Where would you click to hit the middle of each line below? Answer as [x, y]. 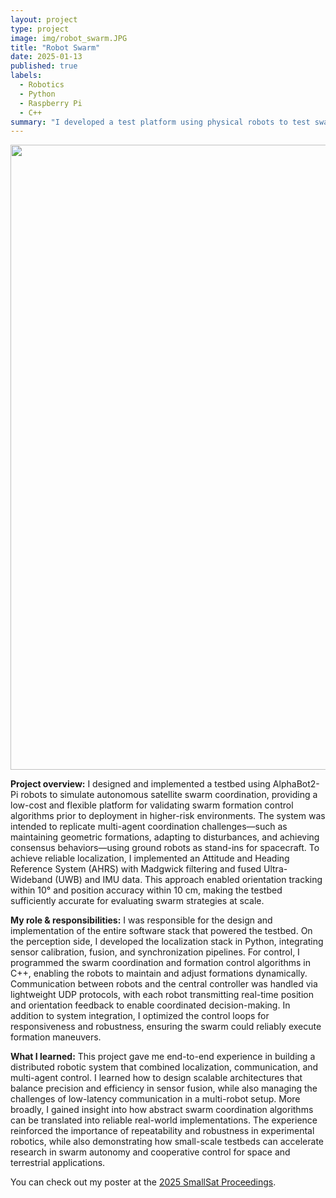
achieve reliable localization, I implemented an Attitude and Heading [150, 858]
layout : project [44, 19]
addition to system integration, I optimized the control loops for [140, 1016]
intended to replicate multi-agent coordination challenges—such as [149, 827]
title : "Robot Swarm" [55, 47]
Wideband [31, 880]
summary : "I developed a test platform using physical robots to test [160, 122]
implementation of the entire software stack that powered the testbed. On [161, 931]
